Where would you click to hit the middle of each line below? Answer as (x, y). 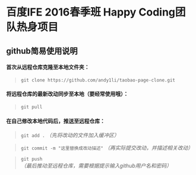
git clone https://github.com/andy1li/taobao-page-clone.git (98, 80)
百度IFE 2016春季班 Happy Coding (91, 12)
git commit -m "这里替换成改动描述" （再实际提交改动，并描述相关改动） (107, 148)
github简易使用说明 (42, 51)
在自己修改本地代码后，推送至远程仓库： (56, 121)
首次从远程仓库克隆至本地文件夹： (48, 67)
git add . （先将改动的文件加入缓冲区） (70, 135)
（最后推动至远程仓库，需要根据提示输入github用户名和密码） (96, 166)
